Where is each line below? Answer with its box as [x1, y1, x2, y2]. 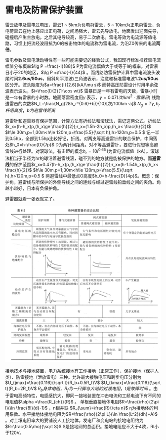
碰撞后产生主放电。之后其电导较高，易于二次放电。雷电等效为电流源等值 [5, 34, 152, 40]
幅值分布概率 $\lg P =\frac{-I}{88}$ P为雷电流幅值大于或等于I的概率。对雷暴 [5, 63, 159, 69]
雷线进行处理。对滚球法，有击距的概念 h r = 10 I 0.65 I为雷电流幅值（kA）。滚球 [5, 147, 159, 155]
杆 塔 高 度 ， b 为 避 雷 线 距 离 [5, 107, 56, 114]
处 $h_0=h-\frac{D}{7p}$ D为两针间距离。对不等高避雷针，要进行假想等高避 [5, 142, 159, 148]
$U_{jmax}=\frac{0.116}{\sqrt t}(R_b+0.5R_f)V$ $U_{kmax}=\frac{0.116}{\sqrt [5, 379, 161, 386]
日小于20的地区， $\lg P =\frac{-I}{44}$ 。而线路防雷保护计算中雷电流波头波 [5, 69, 160, 75]
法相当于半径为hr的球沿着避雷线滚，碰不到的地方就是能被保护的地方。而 [5, 155, 152, 161]
